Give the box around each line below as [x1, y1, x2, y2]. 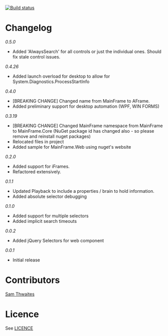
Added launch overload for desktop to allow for [12, 73, 110, 79]
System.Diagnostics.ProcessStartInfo [12, 78, 90, 85]
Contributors [5, 274, 60, 286]
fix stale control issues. [12, 54, 61, 60]
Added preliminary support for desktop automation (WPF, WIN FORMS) [12, 103, 159, 109]
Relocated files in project [12, 138, 64, 145]
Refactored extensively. [12, 168, 62, 175]
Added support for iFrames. [12, 163, 70, 169]
